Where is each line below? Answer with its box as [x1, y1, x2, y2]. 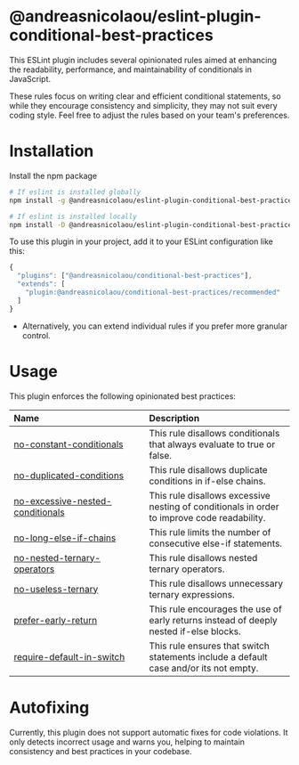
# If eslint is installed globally [9, 187, 141, 197]
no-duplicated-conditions [13, 469, 125, 482]
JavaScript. [9, 73, 52, 84]
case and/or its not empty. [149, 662, 259, 674]
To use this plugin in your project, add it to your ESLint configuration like [9, 236, 273, 247]
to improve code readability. [149, 511, 266, 524]
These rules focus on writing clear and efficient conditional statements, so [9, 91, 282, 102]
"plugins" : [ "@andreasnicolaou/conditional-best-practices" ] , [17, 272, 253, 281]
